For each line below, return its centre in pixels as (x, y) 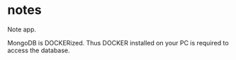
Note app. (22, 29)
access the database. (39, 50)
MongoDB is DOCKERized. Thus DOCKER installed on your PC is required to (118, 43)
